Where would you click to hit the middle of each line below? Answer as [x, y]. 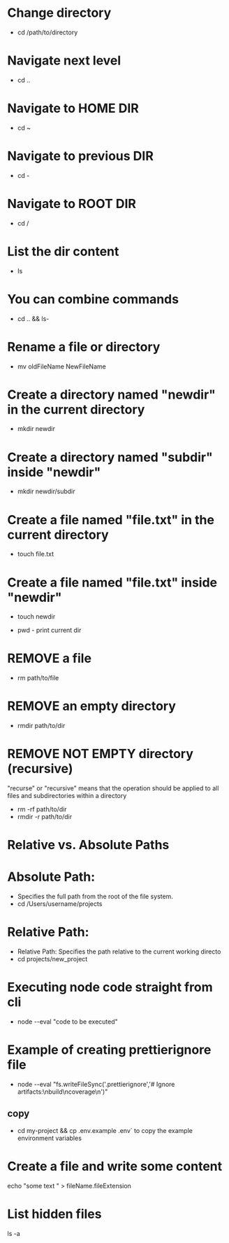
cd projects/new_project [52, 959]
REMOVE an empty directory [91, 706]
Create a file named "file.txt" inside [112, 582]
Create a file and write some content [114, 1166]
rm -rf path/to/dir [42, 809]
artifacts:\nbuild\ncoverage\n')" [62, 1092]
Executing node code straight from [110, 988]
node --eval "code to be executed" [68, 1022]
